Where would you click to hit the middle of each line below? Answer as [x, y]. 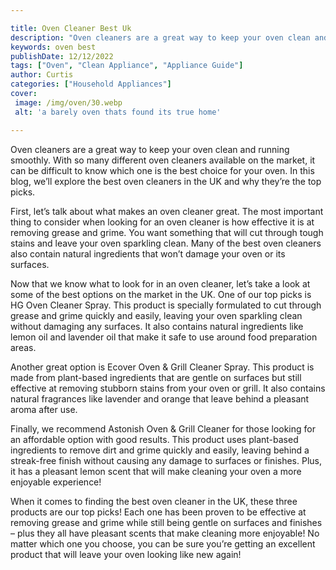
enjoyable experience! [56, 482]
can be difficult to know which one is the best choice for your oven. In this [162, 170]
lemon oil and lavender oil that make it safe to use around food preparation [164, 337]
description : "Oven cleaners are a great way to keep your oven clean [160, 37]
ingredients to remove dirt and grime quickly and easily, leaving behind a [160, 450]
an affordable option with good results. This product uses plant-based [154, 439]
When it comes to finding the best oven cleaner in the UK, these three [154, 501]
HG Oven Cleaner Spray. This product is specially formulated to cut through [166, 305]
